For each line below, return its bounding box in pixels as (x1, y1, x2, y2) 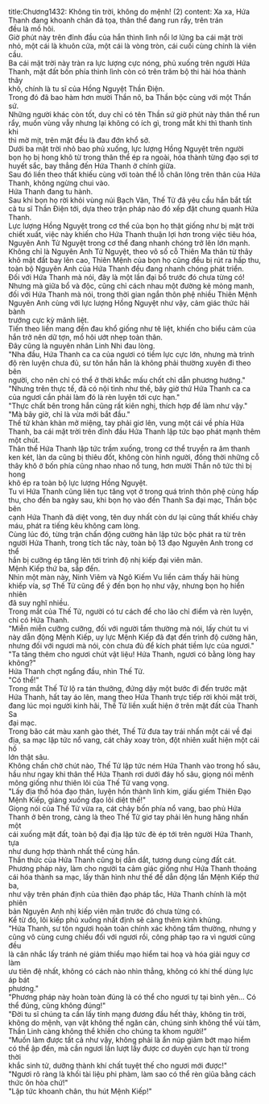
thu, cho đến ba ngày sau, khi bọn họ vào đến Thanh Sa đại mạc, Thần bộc (8, 495, 258, 505)
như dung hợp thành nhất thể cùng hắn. (8, 847, 140, 856)
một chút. (8, 435, 40, 444)
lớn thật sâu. (8, 752, 50, 761)
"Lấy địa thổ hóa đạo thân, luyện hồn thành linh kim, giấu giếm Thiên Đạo (8, 786, 251, 796)
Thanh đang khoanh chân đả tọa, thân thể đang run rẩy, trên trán (8, 15, 224, 25)
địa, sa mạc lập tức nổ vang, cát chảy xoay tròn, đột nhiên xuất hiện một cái (8, 735, 260, 744)
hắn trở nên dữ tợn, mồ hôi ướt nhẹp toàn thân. (8, 332, 163, 342)
